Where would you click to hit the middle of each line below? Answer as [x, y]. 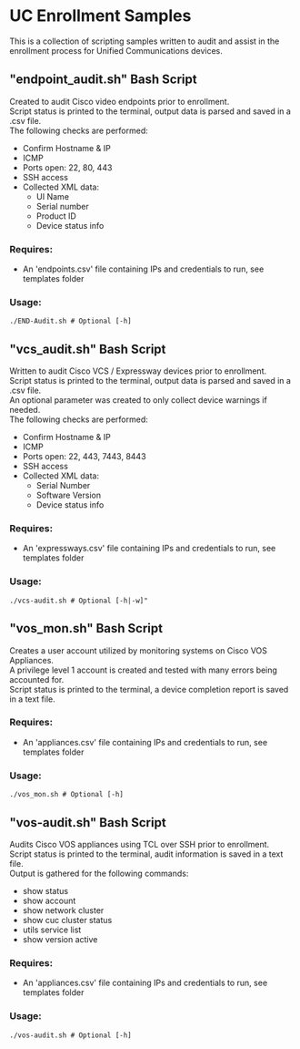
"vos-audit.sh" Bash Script [88, 823]
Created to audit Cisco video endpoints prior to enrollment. [120, 101]
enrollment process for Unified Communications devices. [116, 50]
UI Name [53, 196]
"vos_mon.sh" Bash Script [86, 628]
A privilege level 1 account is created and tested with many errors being [143, 670]
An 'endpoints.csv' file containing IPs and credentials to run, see [143, 269]
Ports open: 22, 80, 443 [67, 167]
